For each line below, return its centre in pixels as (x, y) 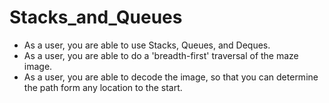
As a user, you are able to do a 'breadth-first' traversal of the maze (161, 55)
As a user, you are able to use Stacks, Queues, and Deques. (147, 45)
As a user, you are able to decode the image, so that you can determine (171, 77)
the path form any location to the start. (103, 87)
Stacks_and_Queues (96, 17)
